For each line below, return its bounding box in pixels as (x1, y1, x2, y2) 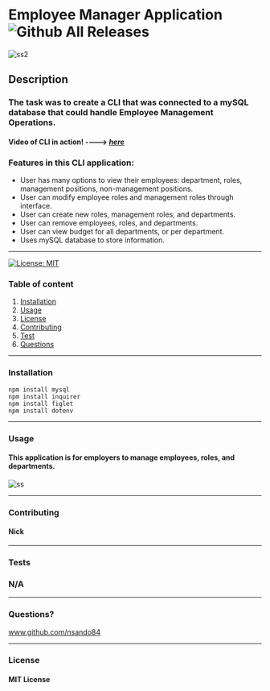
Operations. (8, 117, 56, 128)
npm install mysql (8, 385, 70, 394)
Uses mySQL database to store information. (19, 235, 165, 245)
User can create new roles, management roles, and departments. (19, 209, 235, 219)
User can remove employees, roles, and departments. (19, 218, 198, 228)
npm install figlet (8, 399, 74, 408)
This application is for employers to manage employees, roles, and (8, 453, 235, 462)
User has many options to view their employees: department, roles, (19, 176, 243, 185)
